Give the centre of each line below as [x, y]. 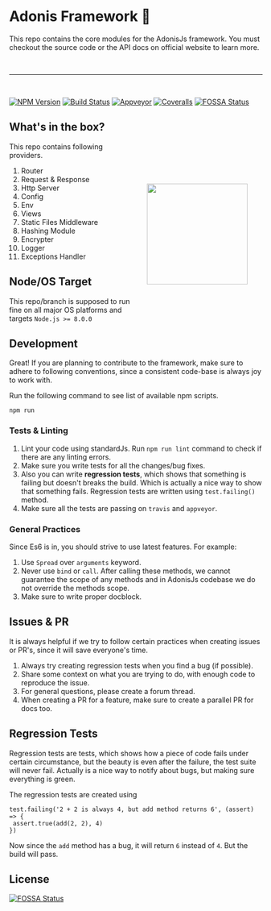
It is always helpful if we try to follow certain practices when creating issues [135, 641]
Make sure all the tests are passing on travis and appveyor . [119, 508]
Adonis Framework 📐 [80, 17]
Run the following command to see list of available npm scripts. [114, 396]
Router [32, 171]
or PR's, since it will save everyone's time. [78, 650]
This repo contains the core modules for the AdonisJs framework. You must [135, 39]
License [29, 879]
